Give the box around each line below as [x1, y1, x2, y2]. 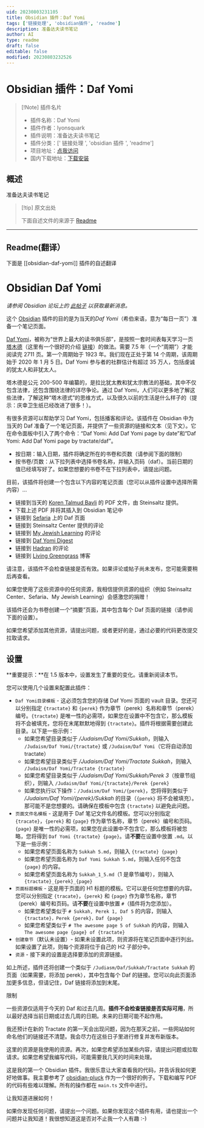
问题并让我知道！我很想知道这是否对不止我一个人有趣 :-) [6, 1115, 147, 1122]
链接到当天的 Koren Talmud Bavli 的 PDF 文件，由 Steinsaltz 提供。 [15, 499, 182, 507]
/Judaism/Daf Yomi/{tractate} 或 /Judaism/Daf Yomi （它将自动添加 [24, 742, 192, 750]
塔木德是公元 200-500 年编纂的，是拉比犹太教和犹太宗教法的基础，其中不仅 [6, 379, 197, 386]
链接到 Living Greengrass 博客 [15, 552, 91, 559]
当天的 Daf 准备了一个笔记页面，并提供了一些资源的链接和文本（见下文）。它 [6, 422, 197, 429]
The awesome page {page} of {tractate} [24, 929, 126, 935]
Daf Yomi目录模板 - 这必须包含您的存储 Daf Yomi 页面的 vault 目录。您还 [15, 697, 192, 704]
